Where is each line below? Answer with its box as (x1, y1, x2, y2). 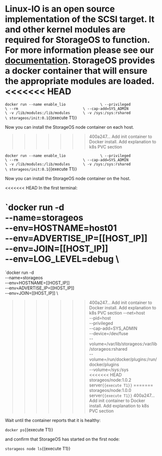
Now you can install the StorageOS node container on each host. (5, 124, 134, 130)
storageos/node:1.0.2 (89, 377, 132, 383)
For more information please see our (5, 45, 154, 56)
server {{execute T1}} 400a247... (89, 392, 155, 398)
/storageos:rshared (89, 346, 128, 352)
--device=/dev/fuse (89, 330, 129, 336)
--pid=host (89, 315, 111, 321)
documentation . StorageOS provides (5, 55, 155, 66)
